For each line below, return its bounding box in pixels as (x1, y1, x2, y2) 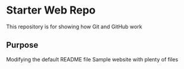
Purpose (6, 40, 39, 50)
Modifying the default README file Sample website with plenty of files (6, 55, 179, 63)
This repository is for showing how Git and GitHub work (6, 23, 142, 30)
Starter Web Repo (6, 4, 96, 17)
